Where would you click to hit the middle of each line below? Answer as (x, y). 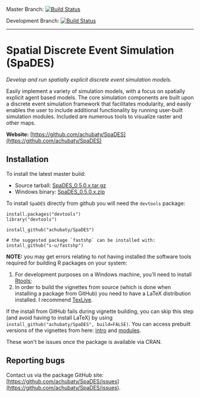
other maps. (21, 123)
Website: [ (19, 134)
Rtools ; (24, 281)
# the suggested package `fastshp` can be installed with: (81, 240)
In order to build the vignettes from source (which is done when (93, 287)
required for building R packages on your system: (67, 263)
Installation (27, 159)
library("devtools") (32, 219)
